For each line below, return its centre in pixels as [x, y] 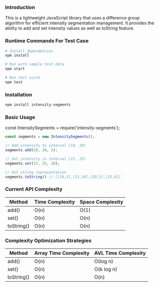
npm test [14, 82]
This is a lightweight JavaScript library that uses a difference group [72, 18]
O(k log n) [106, 269]
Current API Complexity [34, 189]
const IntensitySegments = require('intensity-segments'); [63, 128]
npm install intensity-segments [38, 105]
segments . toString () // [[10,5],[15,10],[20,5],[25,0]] [63, 177]
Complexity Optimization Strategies [48, 240]
